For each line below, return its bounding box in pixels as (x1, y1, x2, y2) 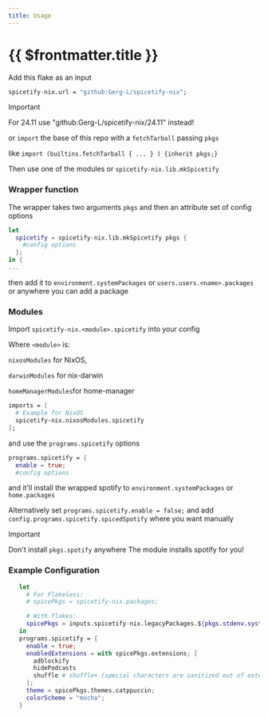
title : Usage (8, 11, 52, 20)
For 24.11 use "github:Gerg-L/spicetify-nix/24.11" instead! (8, 117, 195, 128)
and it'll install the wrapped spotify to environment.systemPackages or (8, 483, 234, 493)
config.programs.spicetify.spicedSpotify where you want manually (8, 514, 234, 524)
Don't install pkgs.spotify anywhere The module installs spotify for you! (8, 545, 245, 555)
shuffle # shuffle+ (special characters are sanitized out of (33, 671, 245, 679)
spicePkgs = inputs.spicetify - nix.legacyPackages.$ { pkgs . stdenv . (26, 620, 248, 628)
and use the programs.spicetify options (8, 438, 140, 448)
